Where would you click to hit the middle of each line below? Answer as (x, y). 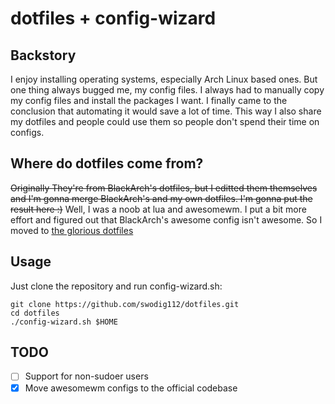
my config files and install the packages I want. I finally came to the (149, 100)
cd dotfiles (35, 313)
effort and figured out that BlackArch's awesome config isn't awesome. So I (166, 219)
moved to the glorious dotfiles (72, 230)
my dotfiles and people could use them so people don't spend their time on (165, 121)
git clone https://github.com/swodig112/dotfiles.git (125, 304)
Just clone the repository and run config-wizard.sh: (116, 286)
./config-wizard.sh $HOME (64, 322)
